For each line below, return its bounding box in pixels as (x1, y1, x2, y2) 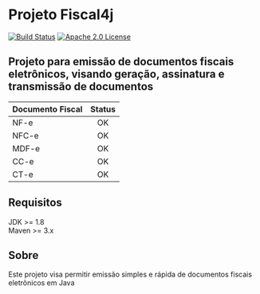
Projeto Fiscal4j (8, 6, 114, 24)
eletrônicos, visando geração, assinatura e (8, 68, 225, 81)
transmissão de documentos (8, 80, 154, 93)
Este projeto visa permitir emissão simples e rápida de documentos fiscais (8, 269, 253, 280)
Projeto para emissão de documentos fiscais (8, 55, 234, 69)
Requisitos (8, 196, 62, 210)
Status (90, 104, 116, 115)
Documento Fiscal (12, 104, 83, 115)
